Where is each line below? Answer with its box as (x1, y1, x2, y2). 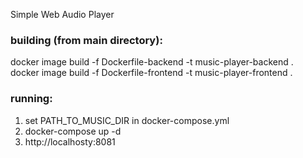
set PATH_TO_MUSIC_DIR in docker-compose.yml (24, 114, 230, 126)
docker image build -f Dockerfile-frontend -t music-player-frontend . (10, 67, 293, 79)
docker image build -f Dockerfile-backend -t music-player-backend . (10, 56, 294, 68)
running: (10, 92, 53, 106)
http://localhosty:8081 (24, 135, 116, 148)
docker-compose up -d (24, 125, 122, 137)
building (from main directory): (10, 33, 163, 47)
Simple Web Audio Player (10, 9, 115, 20)
